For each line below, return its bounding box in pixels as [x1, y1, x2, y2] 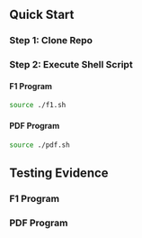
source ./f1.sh [9, 101, 67, 110]
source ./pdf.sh [9, 140, 70, 150]
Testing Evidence [9, 165, 110, 180]
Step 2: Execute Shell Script [9, 59, 133, 71]
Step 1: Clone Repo [9, 34, 93, 47]
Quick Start [9, 7, 75, 23]
